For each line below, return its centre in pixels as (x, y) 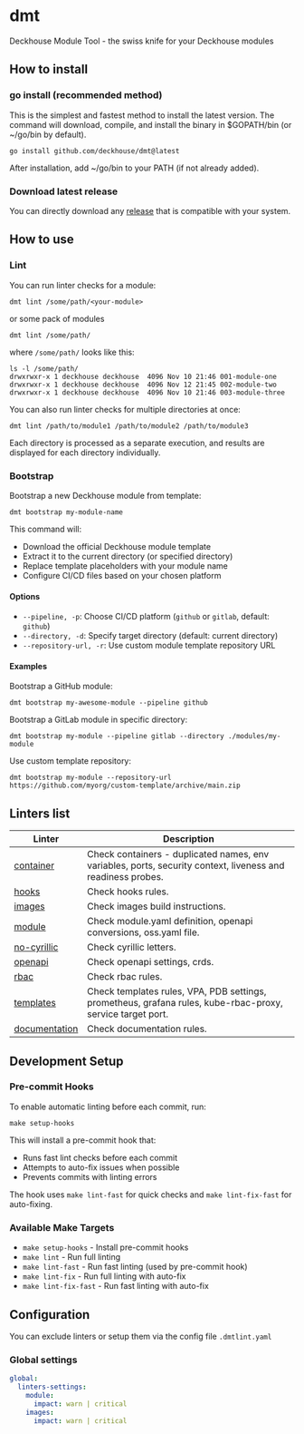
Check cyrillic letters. (132, 947)
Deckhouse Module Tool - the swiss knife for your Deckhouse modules (142, 41)
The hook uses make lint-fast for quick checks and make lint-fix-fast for (151, 1195)
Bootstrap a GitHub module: (61, 687)
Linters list (40, 813)
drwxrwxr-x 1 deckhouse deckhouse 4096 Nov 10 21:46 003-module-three (147, 392)
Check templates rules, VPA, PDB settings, (177, 991)
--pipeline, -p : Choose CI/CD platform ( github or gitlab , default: (146, 617)
